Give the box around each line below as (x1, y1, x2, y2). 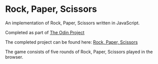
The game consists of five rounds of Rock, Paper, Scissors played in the (5, 49, 153, 55)
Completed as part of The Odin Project (5, 29, 85, 35)
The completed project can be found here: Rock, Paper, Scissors (5, 39, 138, 45)
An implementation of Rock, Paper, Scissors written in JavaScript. (5, 20, 140, 26)
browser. (5, 54, 23, 60)
